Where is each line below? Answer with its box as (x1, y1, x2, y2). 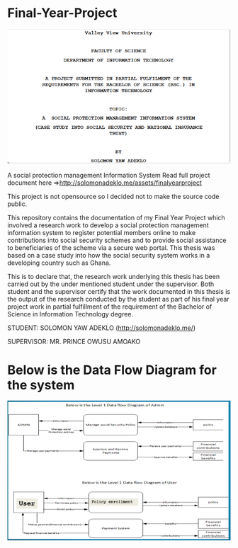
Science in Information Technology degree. (7, 309, 133, 318)
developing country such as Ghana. (7, 258, 111, 267)
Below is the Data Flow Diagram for (7, 362, 217, 378)
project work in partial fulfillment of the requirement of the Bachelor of (7, 302, 212, 311)
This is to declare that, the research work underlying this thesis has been (7, 272, 220, 280)
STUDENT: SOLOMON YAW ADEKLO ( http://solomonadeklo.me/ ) (7, 324, 196, 332)
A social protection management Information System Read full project (7, 171, 210, 179)
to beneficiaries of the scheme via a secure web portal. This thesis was (7, 243, 215, 252)
